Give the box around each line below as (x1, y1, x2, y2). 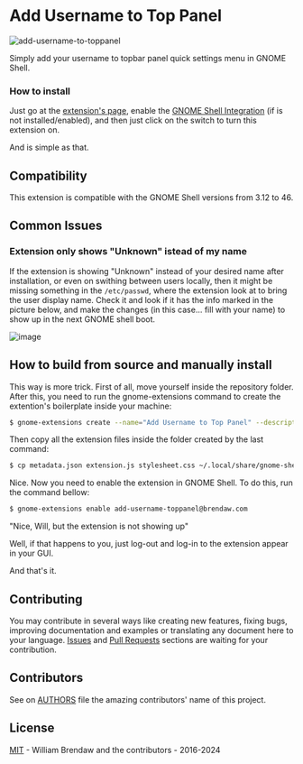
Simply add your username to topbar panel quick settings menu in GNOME (9, 52, 287, 63)
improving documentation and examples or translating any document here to (9, 624, 294, 636)
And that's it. (9, 566, 57, 576)
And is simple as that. (9, 142, 89, 153)
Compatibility (9, 168, 87, 183)
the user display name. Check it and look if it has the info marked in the (9, 294, 273, 305)
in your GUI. (9, 548, 54, 559)
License (9, 721, 55, 736)
